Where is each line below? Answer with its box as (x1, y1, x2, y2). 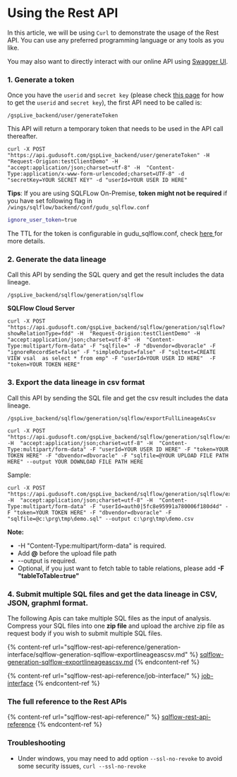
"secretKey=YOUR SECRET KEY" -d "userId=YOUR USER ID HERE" (7, 177, 188, 184)
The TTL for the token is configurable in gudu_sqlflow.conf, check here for (7, 229, 224, 238)
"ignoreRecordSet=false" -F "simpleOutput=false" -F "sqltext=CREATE (7, 349, 217, 356)
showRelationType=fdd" (7, 330, 74, 338)
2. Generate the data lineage (7, 255, 107, 265)
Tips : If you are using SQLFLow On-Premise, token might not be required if (7, 189, 228, 197)
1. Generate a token (7, 74, 75, 84)
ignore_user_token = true (7, 217, 78, 224)
